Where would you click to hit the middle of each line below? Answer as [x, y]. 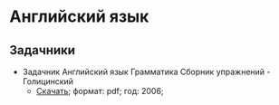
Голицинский [48, 81]
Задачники [42, 50]
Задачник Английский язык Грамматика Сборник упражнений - [146, 72]
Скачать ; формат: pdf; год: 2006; [100, 91]
